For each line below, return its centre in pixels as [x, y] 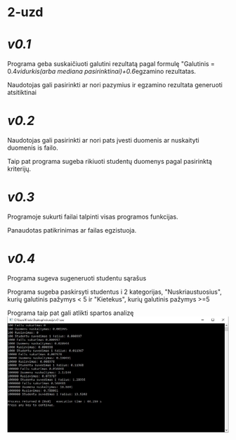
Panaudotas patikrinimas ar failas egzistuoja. [72, 230]
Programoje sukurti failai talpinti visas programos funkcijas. [93, 216]
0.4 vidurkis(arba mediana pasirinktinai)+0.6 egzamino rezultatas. [102, 72]
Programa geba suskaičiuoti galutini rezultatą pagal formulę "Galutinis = [111, 64]
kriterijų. [19, 169]
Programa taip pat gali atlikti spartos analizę [71, 313]
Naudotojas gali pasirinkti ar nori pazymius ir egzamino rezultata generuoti [115, 85]
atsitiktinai [22, 93]
